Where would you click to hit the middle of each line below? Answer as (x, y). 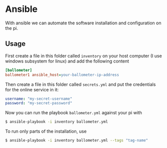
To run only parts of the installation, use (46, 131)
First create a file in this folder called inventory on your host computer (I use (83, 56)
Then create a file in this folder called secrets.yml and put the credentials (81, 84)
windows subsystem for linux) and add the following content (67, 61)
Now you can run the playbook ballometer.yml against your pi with (74, 113)
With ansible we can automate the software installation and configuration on (83, 23)
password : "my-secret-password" (39, 103)
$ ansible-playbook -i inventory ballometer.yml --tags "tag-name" (77, 141)
